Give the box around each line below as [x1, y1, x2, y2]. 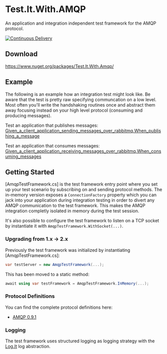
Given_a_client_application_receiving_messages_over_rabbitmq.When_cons [5, 148, 161, 154]
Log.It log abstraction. [5, 343, 51, 349]
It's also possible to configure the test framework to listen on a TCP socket [5, 218, 159, 224]
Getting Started [5, 167, 55, 176]
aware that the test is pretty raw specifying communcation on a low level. [5, 97, 156, 103]
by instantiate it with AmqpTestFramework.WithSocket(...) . [5, 223, 124, 229]
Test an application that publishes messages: [5, 122, 99, 128]
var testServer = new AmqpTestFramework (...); [5, 262, 104, 267]
